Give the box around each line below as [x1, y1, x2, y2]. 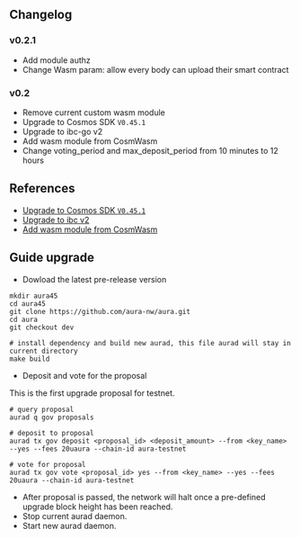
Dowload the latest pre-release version [22, 273, 167, 284]
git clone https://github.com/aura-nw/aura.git [9, 307, 191, 316]
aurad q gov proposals [9, 413, 94, 422]
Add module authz [22, 54, 92, 66]
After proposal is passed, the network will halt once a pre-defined [22, 491, 267, 502]
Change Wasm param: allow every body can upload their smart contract [22, 64, 289, 75]
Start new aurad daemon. [22, 520, 117, 531]
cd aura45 [9, 299, 47, 309]
